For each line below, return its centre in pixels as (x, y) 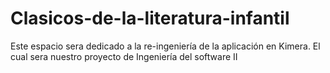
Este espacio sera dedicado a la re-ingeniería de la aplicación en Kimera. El (165, 46)
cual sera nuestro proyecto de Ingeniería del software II (124, 56)
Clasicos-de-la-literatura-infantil (150, 18)
